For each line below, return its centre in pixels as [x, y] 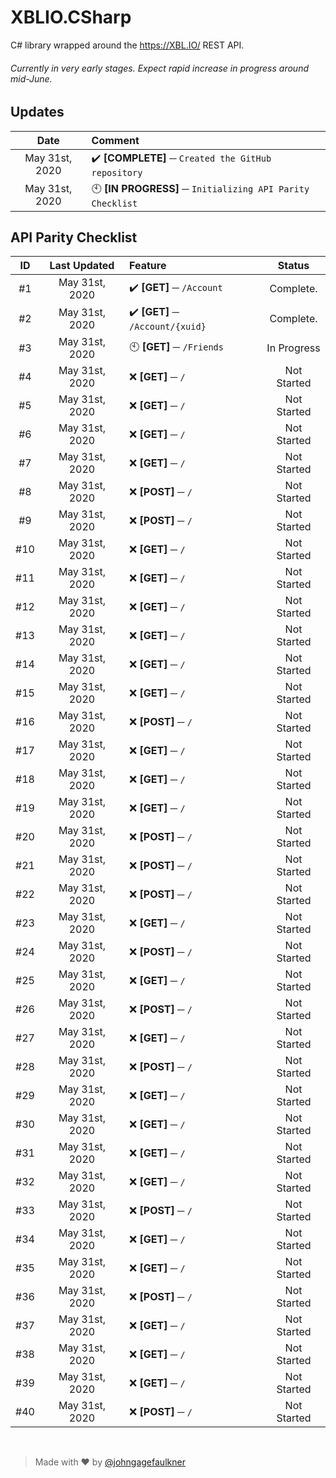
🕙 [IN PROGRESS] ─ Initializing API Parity [200, 188]
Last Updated [82, 266]
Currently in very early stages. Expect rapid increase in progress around [159, 68]
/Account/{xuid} [168, 327]
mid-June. [31, 78]
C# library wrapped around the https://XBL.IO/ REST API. [127, 45]
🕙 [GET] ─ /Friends [176, 346]
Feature [148, 266]
